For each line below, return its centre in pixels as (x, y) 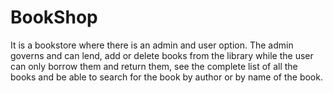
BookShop (54, 17)
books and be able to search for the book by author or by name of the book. (166, 77)
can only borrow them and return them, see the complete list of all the (154, 66)
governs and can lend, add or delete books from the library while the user (162, 55)
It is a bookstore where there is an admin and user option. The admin (152, 45)
